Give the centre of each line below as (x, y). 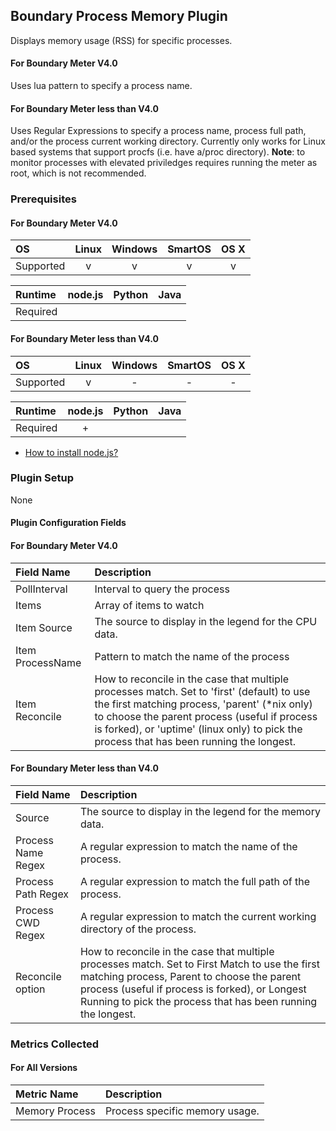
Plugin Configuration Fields (68, 523)
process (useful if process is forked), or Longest (193, 989)
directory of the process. (138, 929)
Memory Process (55, 1111)
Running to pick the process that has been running (198, 1001)
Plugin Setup (42, 478)
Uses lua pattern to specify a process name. (101, 86)
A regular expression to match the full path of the (194, 881)
